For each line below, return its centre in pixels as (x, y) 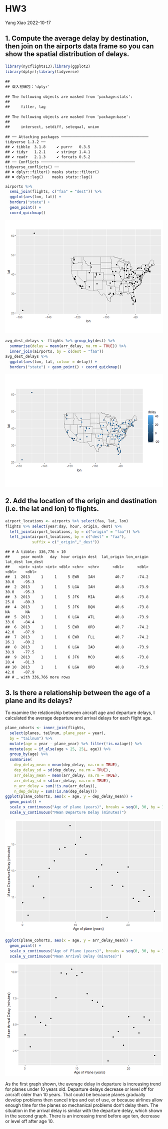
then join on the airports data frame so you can (79, 46)
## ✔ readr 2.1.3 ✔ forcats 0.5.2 (48, 157)
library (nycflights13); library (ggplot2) (48, 66)
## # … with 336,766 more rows (38, 677)
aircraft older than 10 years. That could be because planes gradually (75, 1095)
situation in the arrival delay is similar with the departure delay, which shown (84, 1111)
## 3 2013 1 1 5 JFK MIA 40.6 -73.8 (77, 597)
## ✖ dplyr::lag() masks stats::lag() (49, 177)
